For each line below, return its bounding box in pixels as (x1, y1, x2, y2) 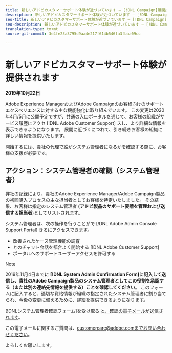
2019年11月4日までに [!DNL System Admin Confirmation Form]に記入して (5, 271, 162, 277)
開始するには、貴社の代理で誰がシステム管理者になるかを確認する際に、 (5, 144, 158, 150)
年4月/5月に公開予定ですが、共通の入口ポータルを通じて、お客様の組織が (5, 113, 160, 120)
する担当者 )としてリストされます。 (9, 209, 83, 216)
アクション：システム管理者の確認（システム (5, 167, 146, 175)
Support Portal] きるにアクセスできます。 (5, 227, 92, 233)
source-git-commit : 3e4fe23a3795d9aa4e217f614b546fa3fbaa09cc (5, 31, 141, 36)
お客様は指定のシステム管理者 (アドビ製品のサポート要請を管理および (14, 203, 161, 209)
